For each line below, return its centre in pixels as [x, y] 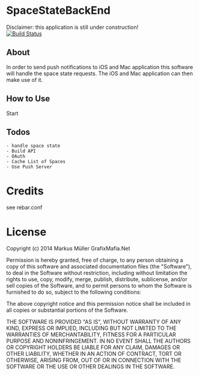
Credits [25, 191]
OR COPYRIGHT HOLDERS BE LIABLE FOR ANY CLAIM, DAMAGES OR [93, 347]
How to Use [28, 99]
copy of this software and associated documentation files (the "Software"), [99, 267]
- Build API [21, 151]
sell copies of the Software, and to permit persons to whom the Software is [99, 286]
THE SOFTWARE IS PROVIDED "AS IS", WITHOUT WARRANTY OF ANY [94, 322]
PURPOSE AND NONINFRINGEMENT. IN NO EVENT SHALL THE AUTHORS [99, 341]
